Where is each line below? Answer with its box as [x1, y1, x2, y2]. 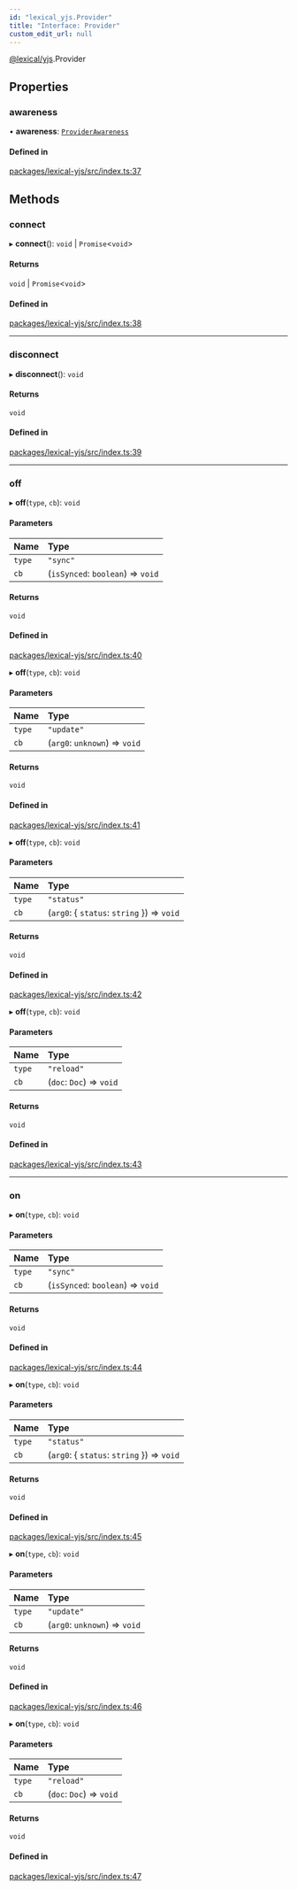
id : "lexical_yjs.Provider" [9, 12, 113, 22]
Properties [9, 79, 69, 94]
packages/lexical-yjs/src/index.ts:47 [9, 1871, 142, 1881]
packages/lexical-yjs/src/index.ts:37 [9, 166, 141, 177]
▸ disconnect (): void [9, 368, 84, 379]
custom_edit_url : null [9, 29, 93, 38]
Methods [9, 191, 60, 206]
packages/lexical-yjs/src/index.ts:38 [9, 318, 142, 328]
